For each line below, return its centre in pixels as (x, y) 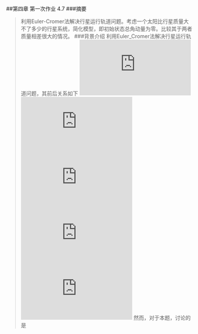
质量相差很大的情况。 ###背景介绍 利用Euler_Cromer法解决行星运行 (103, 36)
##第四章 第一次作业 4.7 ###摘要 (47, 9)
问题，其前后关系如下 (52, 93)
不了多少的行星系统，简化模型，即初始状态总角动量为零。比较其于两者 (106, 29)
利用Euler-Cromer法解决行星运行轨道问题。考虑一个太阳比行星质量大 (105, 21)
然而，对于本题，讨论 (159, 318)
